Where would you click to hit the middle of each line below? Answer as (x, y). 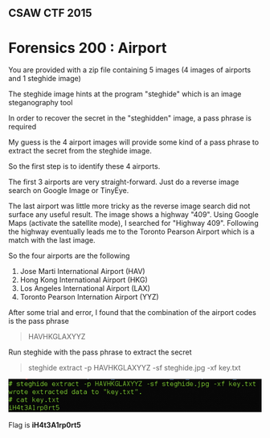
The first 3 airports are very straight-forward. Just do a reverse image (124, 182)
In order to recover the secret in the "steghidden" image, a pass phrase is (130, 118)
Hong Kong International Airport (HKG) (84, 280)
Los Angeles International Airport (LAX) (85, 289)
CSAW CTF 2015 (50, 13)
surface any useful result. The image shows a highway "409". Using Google (133, 215)
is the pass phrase (39, 321)
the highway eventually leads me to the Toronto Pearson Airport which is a (131, 231)
